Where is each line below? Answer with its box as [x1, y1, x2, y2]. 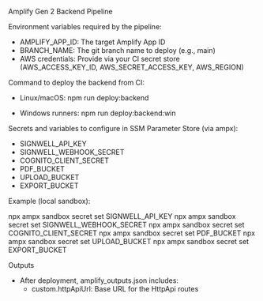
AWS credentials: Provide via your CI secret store [19, 55, 180, 63]
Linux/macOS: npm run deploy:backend [19, 93, 149, 102]
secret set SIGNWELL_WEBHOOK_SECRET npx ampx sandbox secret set [8, 220, 245, 229]
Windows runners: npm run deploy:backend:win [19, 108, 176, 118]
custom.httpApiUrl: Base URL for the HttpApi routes [31, 284, 199, 293]
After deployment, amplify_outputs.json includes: [19, 276, 179, 285]
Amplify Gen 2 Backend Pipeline [8, 7, 113, 16]
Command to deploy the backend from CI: [8, 78, 145, 87]
